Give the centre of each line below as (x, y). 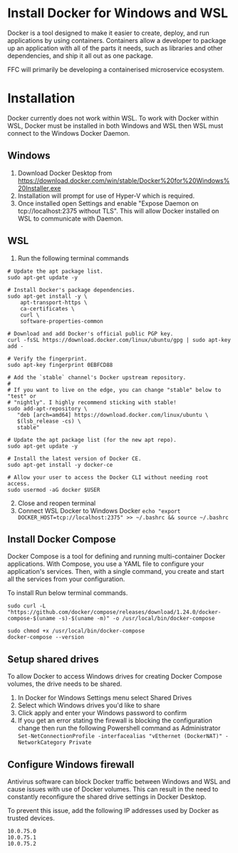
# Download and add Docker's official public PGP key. (90, 333)
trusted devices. (31, 818)
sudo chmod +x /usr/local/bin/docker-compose (76, 631)
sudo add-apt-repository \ (47, 408)
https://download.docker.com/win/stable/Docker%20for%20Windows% (124, 181)
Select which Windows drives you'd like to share (89, 705)
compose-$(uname (31, 619)
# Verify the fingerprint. (47, 358)
